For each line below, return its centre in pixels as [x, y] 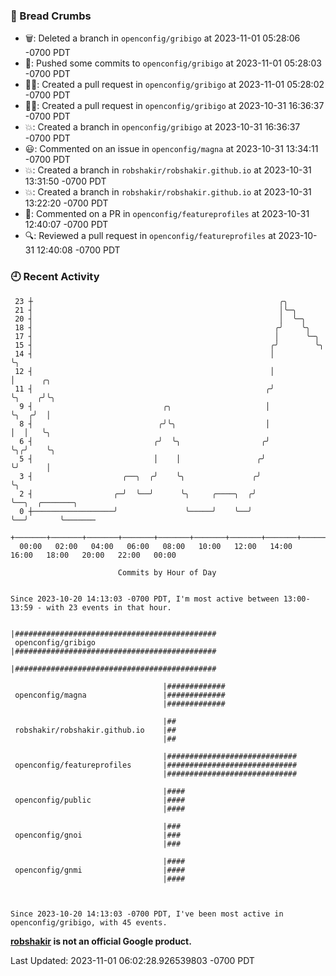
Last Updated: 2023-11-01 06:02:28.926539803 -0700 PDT [132, 960]
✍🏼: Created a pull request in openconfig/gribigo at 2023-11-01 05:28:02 [174, 85]
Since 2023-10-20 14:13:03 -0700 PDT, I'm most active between [145, 599]
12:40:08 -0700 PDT [78, 250]
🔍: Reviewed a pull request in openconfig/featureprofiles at [150, 236]
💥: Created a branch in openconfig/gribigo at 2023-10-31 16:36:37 [162, 127]
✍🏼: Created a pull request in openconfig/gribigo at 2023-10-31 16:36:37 [174, 106]
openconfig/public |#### [100, 800]
